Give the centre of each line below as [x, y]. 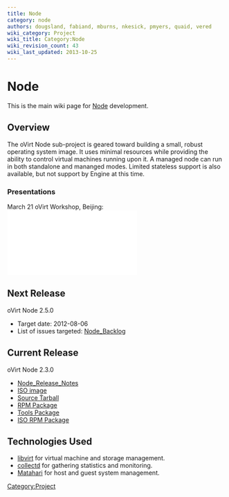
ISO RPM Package [43, 419]
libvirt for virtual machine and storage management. [91, 458]
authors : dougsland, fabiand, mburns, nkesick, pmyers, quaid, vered [110, 26]
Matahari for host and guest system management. [89, 473]
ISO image [32, 390]
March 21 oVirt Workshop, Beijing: [55, 207]
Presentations [31, 191]
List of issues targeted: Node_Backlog [71, 331]
